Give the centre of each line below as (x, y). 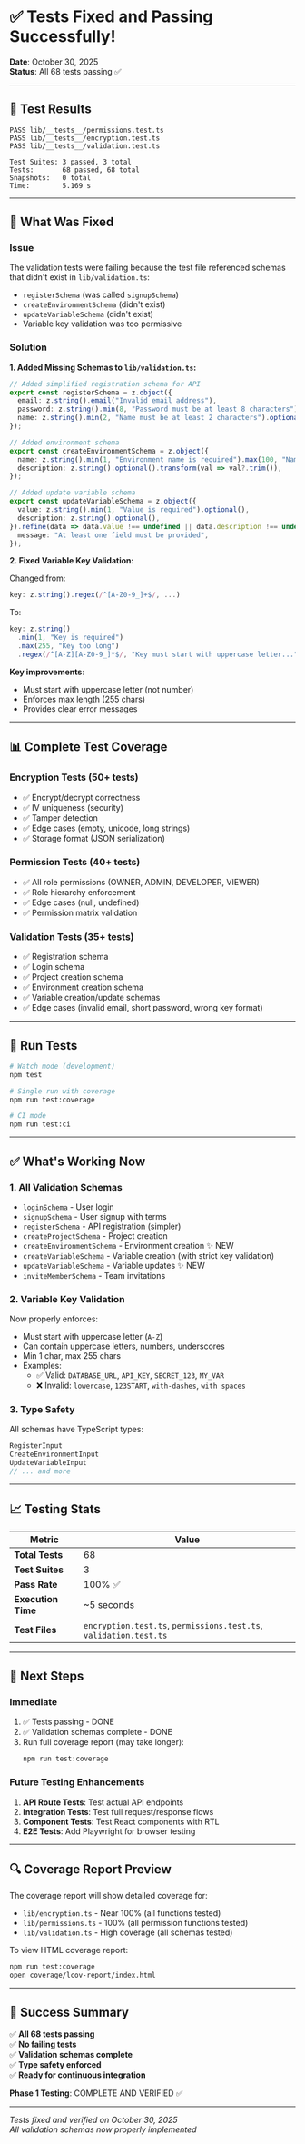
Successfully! (63, 37)
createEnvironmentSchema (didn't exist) (94, 304)
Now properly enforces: (54, 1319)
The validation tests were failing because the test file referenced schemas (148, 268)
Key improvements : (47, 672)
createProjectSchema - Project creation (95, 1236)
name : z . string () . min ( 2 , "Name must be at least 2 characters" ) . (144, 418)
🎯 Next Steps (47, 1676)
